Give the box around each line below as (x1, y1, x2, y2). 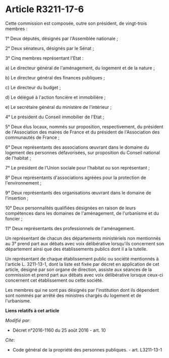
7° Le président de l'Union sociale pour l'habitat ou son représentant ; (5, 164, 150, 170)
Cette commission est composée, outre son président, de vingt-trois (5, 20, 147, 26)
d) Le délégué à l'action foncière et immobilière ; (5, 94, 106, 100)
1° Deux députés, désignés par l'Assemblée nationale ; (5, 35, 119, 41)
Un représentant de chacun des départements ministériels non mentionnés (5, 235, 161, 241)
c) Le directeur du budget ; (5, 84, 61, 91)
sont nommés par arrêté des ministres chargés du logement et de (5, 292, 142, 298)
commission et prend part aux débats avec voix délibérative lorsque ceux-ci (5, 272, 163, 278)
